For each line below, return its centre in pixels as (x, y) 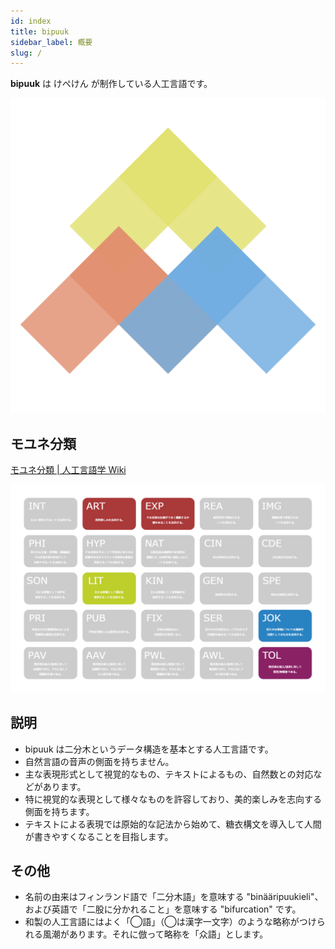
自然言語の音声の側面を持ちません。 (99, 761)
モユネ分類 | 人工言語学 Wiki (68, 470)
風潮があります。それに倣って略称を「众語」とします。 (155, 934)
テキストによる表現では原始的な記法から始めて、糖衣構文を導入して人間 (173, 824)
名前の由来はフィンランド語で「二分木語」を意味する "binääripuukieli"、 (174, 897)
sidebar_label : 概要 (51, 42)
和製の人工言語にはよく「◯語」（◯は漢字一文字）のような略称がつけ (170, 922)
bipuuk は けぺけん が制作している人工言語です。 (111, 84)
